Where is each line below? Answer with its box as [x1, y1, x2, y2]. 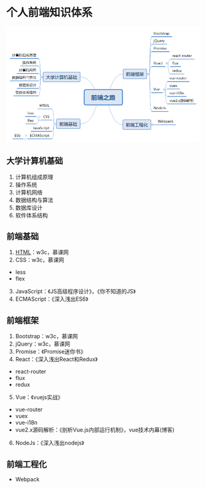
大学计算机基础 [6, 156, 63, 166]
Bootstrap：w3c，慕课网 [15, 333, 78, 340]
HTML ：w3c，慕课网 [15, 249, 69, 256]
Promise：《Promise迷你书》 [15, 348, 87, 355]
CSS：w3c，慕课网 [15, 256, 64, 264]
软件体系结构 [15, 211, 48, 219]
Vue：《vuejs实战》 [15, 393, 63, 401]
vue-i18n [15, 419, 38, 427]
